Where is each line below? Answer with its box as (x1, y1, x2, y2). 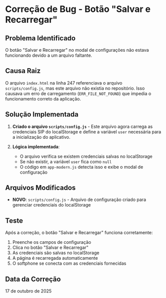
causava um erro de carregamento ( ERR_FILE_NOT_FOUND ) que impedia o (5, 91, 152, 97)
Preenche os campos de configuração (12, 239, 91, 245)
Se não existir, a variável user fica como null (19, 158, 112, 165)
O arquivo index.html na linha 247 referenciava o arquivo (5, 80, 123, 86)
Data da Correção (5, 275, 61, 283)
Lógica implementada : (12, 143, 60, 150)
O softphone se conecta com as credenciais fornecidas (12, 260, 127, 267)
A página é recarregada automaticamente (12, 255, 98, 261)
